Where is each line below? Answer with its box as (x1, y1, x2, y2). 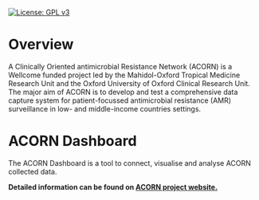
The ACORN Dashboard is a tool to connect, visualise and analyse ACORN (8, 158, 251, 167)
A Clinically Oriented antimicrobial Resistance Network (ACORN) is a (8, 61, 233, 71)
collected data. (8, 167, 57, 176)
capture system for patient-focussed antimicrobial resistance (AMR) (8, 96, 232, 105)
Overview (8, 36, 74, 53)
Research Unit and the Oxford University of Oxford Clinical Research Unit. (8, 78, 251, 88)
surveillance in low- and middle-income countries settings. (8, 104, 202, 113)
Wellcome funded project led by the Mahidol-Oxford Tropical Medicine (8, 70, 241, 80)
